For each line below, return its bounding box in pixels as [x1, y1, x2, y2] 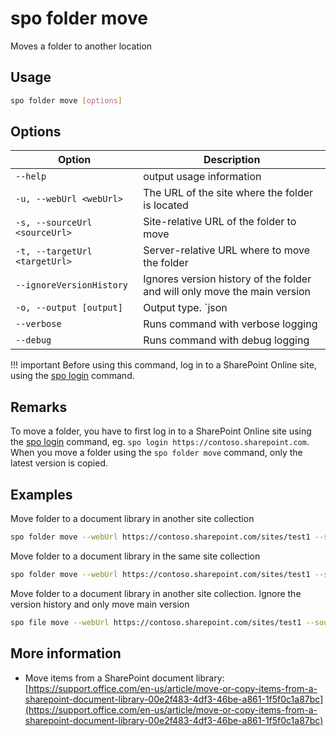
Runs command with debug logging [143, 333, 310, 347]
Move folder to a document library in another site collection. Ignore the [10, 587, 302, 599]
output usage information [143, 170, 262, 184]
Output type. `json [143, 301, 228, 315]
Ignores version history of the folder [143, 272, 312, 286]
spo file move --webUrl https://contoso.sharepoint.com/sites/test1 [10, 617, 302, 627]
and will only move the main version [143, 285, 312, 299]
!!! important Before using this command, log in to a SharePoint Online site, [10, 359, 317, 371]
